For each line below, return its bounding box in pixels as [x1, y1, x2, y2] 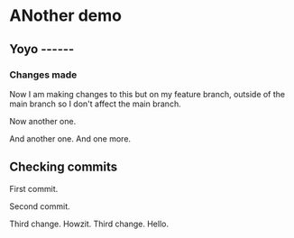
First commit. [9, 183, 59, 194]
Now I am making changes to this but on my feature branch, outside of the [9, 88, 286, 99]
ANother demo [9, 5, 122, 26]
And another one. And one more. [9, 133, 132, 144]
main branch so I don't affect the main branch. [9, 98, 182, 109]
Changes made [9, 69, 78, 81]
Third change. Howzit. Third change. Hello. [9, 218, 170, 229]
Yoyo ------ [9, 41, 75, 57]
